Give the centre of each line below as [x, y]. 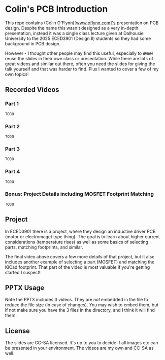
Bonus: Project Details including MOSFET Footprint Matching [80, 194]
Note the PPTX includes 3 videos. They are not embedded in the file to [77, 300]
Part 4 [13, 172]
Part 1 [12, 104]
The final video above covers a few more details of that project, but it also [80, 256]
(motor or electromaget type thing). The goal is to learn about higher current [82, 236]
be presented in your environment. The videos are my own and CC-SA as [80, 348]
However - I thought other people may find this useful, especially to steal [79, 53]
